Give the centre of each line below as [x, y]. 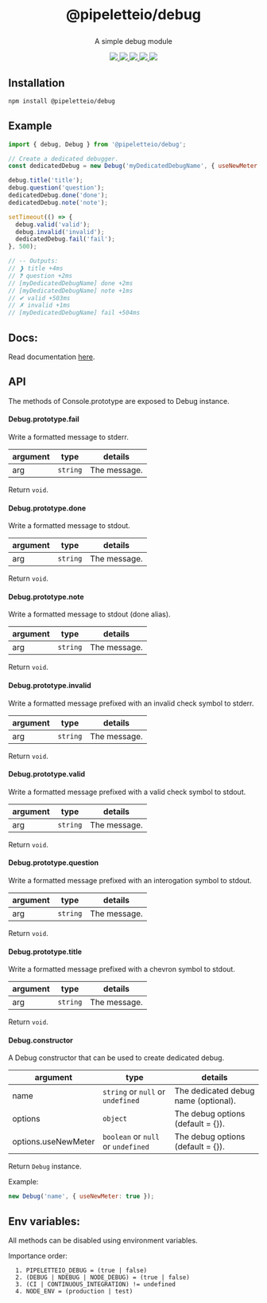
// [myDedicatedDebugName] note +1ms [71, 291]
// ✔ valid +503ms [39, 298]
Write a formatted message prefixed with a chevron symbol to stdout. [122, 969]
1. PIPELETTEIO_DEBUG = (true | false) [81, 1271]
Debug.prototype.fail [44, 419]
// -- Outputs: [33, 261]
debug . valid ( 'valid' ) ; [53, 225]
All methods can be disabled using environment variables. [103, 1241]
